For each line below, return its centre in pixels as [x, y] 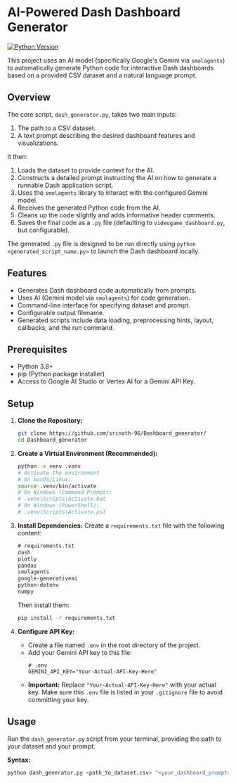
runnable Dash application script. [65, 185]
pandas [27, 566]
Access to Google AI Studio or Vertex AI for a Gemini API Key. [106, 381]
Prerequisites [37, 349]
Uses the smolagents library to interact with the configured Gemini [113, 192]
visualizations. [38, 143]
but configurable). [44, 230]
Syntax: [19, 760]
